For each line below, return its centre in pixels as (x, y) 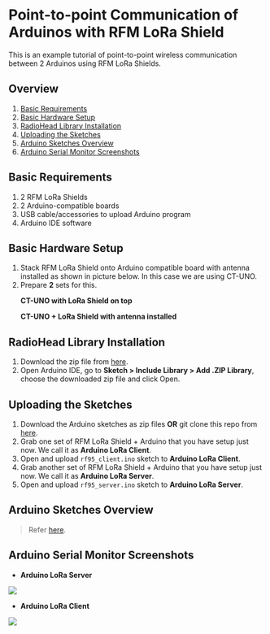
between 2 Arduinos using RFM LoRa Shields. (85, 63)
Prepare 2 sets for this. (59, 285)
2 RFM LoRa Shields (54, 197)
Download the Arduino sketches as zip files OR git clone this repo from (139, 424)
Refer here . (47, 529)
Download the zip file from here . (74, 362)
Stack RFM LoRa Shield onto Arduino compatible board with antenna (135, 268)
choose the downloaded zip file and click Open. (100, 379)
